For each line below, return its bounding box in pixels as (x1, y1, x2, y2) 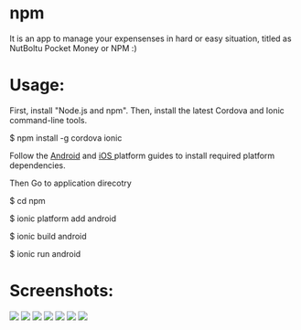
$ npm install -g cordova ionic (9, 132, 123, 144)
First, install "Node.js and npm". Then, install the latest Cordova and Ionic (9, 104, 285, 116)
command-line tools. (9, 114, 88, 125)
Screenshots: (9, 281, 114, 302)
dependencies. (9, 159, 66, 171)
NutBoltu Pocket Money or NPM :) (9, 42, 137, 53)
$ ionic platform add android (9, 213, 117, 224)
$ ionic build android (9, 230, 87, 241)
